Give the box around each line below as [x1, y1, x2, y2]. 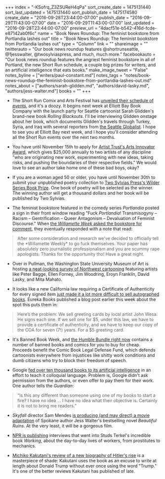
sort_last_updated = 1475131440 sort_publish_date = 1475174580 [5, 9, 137, 15]
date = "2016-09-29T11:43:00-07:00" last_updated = [46, 20, 155, 26]
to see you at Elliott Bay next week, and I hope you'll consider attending [12, 129, 158, 135]
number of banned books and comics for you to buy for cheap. [12, 342, 141, 347]
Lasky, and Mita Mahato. [12, 276, 63, 282]
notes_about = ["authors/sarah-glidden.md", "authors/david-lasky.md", [5, 83, 150, 88]
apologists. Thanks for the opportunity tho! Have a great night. [17, 251, 145, 257]
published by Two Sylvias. [12, 195, 66, 201]
